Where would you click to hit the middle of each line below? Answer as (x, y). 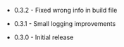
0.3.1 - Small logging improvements (65, 23)
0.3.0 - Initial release (44, 37)
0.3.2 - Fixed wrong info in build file (66, 10)
